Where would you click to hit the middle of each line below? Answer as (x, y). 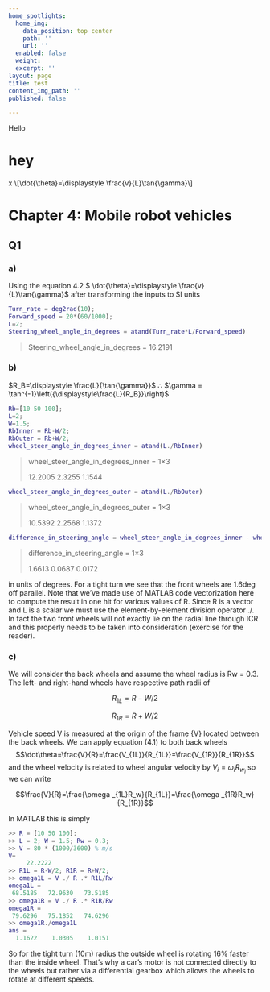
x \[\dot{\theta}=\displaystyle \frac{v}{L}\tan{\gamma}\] (100, 183)
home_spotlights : (37, 16)
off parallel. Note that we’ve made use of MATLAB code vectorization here (131, 592)
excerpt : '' (36, 68)
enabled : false (41, 53)
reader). (22, 635)
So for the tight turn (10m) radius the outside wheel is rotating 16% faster (129, 953)
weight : (29, 61)
